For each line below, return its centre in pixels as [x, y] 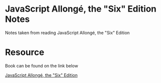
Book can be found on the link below [42, 66]
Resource [25, 52]
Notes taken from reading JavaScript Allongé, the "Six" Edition [67, 33]
